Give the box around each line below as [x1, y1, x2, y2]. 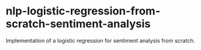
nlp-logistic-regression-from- [5, 4, 161, 18]
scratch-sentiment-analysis [5, 17, 151, 31]
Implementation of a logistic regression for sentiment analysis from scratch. [5, 37, 196, 44]
